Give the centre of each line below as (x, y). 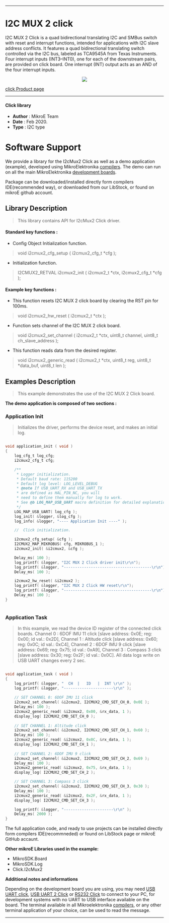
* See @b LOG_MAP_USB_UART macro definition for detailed (78, 503)
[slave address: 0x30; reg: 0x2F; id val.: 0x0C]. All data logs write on (89, 655)
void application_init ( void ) (39, 447)
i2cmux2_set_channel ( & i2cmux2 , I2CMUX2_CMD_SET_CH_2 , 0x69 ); (82, 758)
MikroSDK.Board (30, 859)
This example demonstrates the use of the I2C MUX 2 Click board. (86, 394)
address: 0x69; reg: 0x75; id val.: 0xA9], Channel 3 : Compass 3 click (90, 650)
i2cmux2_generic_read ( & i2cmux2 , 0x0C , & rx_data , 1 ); (73, 740)
